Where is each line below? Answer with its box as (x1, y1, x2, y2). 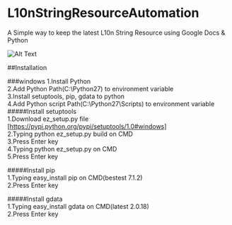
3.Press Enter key (7, 137, 59, 146)
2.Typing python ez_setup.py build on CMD (7, 129, 133, 138)
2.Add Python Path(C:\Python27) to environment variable (7, 84, 174, 93)
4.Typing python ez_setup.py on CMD (7, 144, 117, 153)
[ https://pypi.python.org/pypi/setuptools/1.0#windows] (7, 122, 167, 130)
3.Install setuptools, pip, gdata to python (7, 92, 125, 100)
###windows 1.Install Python (7, 76, 91, 86)
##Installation (7, 63, 47, 71)
